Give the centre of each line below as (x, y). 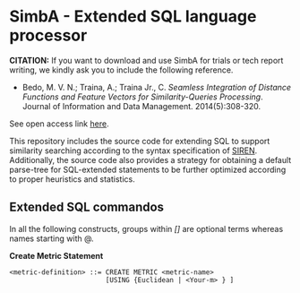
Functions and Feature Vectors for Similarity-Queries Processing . (142, 97)
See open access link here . (59, 124)
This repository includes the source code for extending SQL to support (140, 141)
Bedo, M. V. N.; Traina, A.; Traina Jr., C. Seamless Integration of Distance (157, 87)
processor (48, 35)
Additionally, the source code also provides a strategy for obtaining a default (150, 159)
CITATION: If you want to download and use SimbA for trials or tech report (146, 60)
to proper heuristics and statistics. (73, 179)
